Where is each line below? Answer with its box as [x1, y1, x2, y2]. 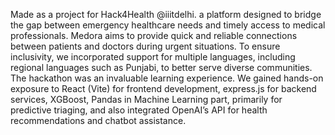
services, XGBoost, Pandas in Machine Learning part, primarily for [10, 94, 283, 105]
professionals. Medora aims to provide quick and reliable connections [10, 30, 298, 41]
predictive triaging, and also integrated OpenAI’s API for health [10, 104, 268, 116]
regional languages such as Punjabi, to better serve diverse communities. [10, 62, 313, 73]
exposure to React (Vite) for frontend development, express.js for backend [10, 83, 317, 94]
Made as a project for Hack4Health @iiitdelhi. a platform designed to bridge [10, 9, 322, 20]
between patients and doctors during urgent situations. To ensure [10, 40, 281, 52]
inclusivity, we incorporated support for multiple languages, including [10, 51, 296, 63]
